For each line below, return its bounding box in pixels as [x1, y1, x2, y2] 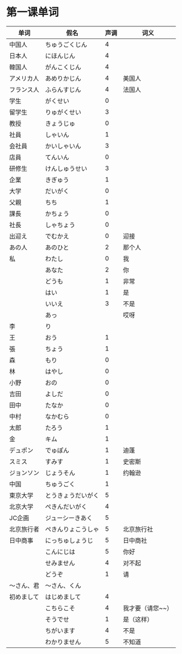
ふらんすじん [45, 85, 81, 94]
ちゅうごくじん [45, 40, 88, 49]
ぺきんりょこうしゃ [45, 525, 100, 533]
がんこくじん [45, 63, 82, 71]
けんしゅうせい [45, 164, 88, 173]
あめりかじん [45, 74, 82, 82]
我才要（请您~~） [123, 604, 173, 612]
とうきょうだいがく [45, 491, 100, 500]
